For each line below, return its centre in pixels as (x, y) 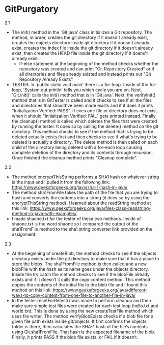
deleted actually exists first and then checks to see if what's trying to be (84, 137)
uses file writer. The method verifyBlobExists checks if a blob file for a (82, 316)
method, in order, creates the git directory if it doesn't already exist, (80, 37)
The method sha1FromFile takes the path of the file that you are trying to (85, 192)
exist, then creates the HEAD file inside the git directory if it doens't (80, 53)
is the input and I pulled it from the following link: (61, 182)
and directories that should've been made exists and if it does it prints (82, 105)
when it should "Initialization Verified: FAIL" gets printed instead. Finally (83, 116)
